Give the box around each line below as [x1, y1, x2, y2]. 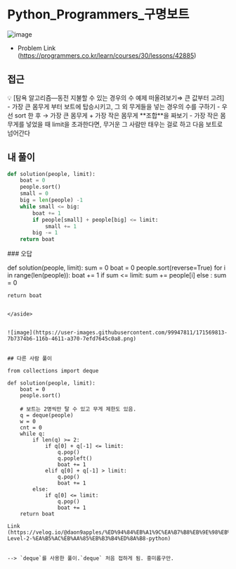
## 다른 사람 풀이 [7, 355, 53, 363]
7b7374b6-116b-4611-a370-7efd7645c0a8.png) [7, 335, 137, 342]
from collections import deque [7, 368, 99, 375]
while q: [20, 430, 46, 437]
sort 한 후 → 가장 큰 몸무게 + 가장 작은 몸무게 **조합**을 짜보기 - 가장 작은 [14, 111, 219, 120]
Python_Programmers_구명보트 [7, 6, 190, 23]
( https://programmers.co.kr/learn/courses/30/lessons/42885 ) [17, 51, 197, 60]
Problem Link [17, 44, 56, 52]
